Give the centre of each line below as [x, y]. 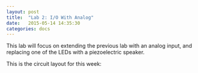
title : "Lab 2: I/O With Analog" [50, 17]
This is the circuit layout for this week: [54, 64]
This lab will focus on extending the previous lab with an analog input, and [99, 46]
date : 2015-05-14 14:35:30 [43, 23]
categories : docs [28, 29]
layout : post [23, 12]
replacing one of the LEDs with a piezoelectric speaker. [76, 52]
